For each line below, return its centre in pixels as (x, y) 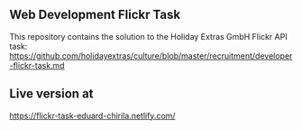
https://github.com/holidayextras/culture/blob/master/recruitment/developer (151, 56)
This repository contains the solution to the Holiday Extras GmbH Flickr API (148, 36)
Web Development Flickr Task (95, 15)
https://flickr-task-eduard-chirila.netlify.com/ (92, 116)
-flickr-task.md (37, 65)
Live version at (51, 94)
